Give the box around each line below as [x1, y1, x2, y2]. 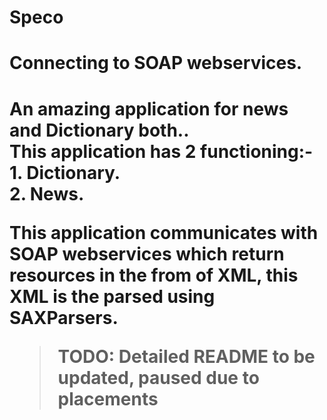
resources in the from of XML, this [9, 264, 299, 286]
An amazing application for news [9, 97, 289, 120]
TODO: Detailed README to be [57, 345, 316, 368]
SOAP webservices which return [9, 242, 285, 265]
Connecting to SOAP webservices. [9, 52, 303, 75]
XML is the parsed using [9, 285, 216, 308]
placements [57, 387, 159, 410]
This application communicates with [9, 221, 319, 244]
